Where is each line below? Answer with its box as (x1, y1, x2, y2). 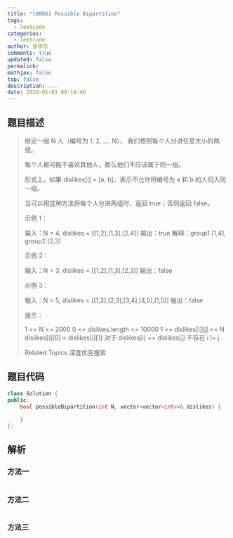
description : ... (7, 82, 58, 89)
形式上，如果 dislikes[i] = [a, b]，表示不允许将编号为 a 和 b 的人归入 (24, 175, 220, 184)
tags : (7, 17, 23, 24)
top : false (7, 75, 39, 83)
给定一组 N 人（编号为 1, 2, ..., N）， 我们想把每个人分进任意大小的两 (24, 136, 220, 145)
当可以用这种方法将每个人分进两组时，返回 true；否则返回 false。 (24, 198, 214, 207)
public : (7, 397, 30, 404)
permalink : (7, 63, 39, 70)
